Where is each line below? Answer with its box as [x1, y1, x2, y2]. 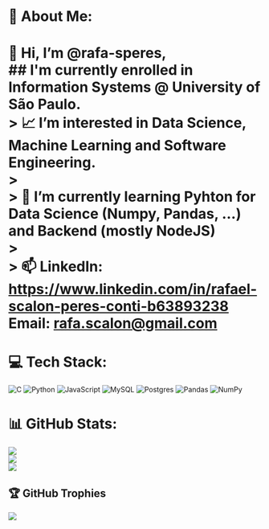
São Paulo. [8, 96, 81, 113]
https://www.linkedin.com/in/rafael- [8, 281, 258, 298]
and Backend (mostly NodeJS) [8, 222, 216, 240]
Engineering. [8, 154, 96, 172]
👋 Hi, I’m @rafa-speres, [8, 44, 167, 63]
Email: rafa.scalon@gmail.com [8, 314, 218, 333]
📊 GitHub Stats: [8, 414, 118, 433]
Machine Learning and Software [8, 137, 226, 155]
